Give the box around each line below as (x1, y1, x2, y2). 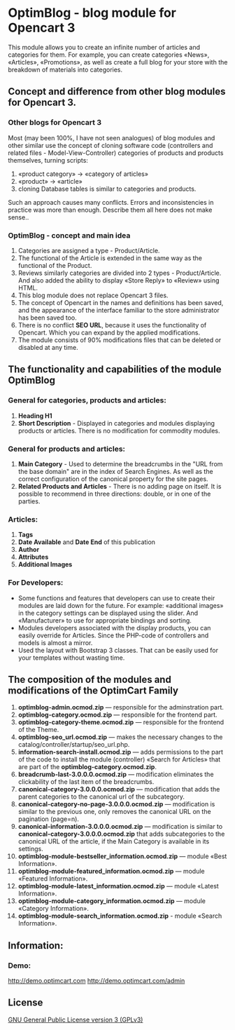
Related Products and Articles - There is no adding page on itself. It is (17, 482, 222, 490)
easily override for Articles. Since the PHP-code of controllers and (17, 631, 209, 639)
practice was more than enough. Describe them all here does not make (8, 205, 213, 214)
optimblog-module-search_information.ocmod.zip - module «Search (17, 912, 222, 920)
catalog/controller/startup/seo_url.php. (17, 740, 130, 749)
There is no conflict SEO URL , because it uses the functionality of (17, 320, 207, 329)
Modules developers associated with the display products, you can (17, 623, 211, 632)
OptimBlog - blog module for (8, 5, 177, 21)
